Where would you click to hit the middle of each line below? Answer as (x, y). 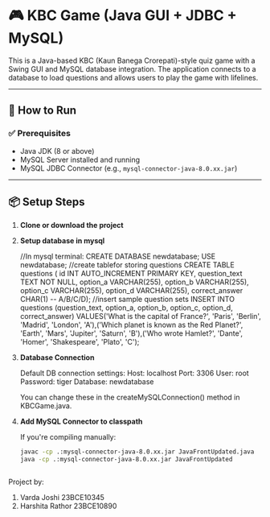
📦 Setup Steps (47, 202)
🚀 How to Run (43, 111)
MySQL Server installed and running (80, 159)
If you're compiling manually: (68, 437)
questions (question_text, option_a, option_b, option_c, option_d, (126, 308)
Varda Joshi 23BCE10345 (62, 498)
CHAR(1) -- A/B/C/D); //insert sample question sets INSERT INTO (127, 300)
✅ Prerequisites (39, 134)
